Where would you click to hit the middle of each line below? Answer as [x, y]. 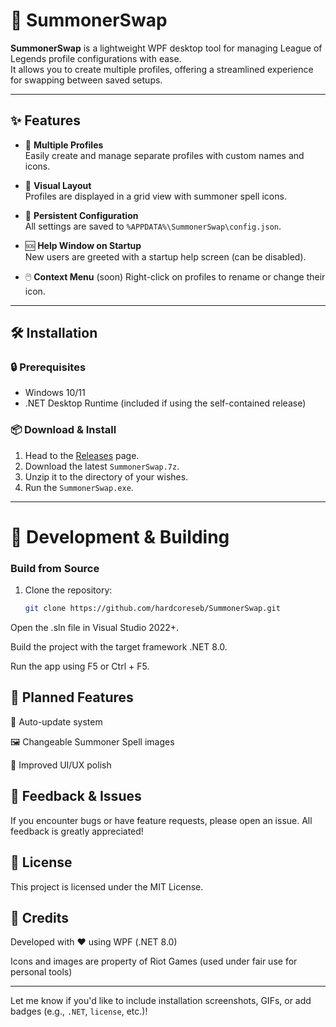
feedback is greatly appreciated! [77, 831]
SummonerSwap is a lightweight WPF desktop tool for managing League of [166, 48]
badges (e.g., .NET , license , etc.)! [79, 1011]
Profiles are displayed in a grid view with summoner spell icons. [155, 196]
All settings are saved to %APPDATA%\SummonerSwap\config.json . [153, 226]
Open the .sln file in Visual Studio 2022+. [95, 628]
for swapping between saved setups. [86, 80]
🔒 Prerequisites [48, 367]
